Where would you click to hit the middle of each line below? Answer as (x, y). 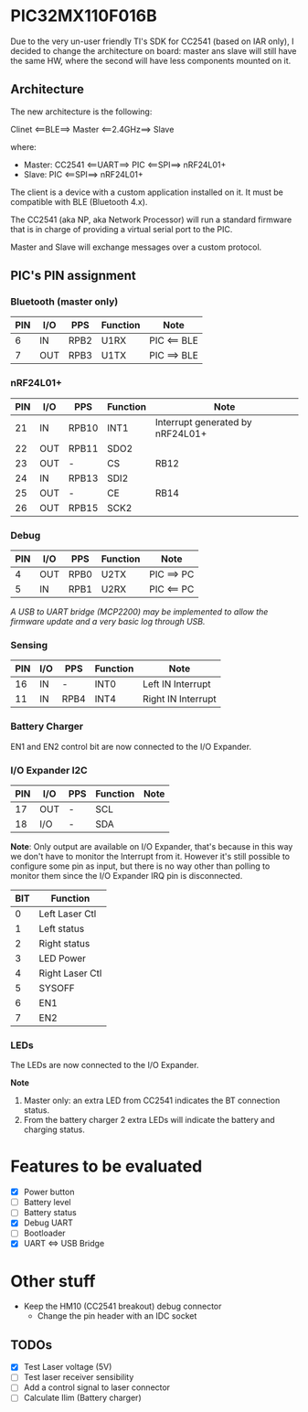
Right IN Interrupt (180, 699)
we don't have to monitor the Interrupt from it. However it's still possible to (150, 856)
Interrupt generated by (203, 422)
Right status (64, 943)
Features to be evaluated (106, 1166)
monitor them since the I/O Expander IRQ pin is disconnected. (127, 875)
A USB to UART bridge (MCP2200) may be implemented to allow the (139, 612)
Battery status (50, 1213)
